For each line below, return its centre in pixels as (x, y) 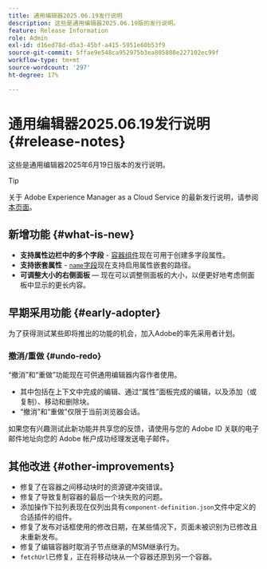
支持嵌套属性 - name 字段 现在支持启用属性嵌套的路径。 (107, 265)
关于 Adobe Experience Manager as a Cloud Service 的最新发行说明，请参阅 (133, 197)
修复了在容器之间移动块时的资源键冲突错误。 (93, 487)
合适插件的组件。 (48, 517)
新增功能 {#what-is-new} (71, 234)
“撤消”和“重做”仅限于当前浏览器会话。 (82, 412)
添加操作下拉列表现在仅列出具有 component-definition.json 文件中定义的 (138, 507)
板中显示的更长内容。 (55, 285)
